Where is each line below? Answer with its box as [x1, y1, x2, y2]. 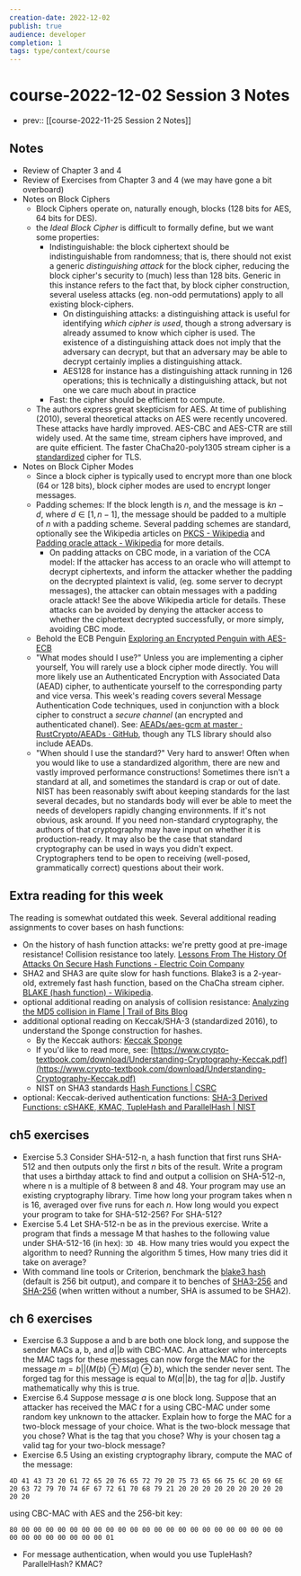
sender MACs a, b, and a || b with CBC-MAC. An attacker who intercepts [22, 1345, 288, 1356]
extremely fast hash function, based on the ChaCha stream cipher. [39, 977, 285, 988]
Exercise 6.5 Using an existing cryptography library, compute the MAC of [22, 1449, 293, 1461]
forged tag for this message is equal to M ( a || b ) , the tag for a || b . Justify [22, 1373, 286, 1385]
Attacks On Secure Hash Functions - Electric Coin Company [22, 958, 245, 969]
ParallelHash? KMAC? [22, 1559, 103, 1570]
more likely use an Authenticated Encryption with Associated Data [35, 671, 280, 681]
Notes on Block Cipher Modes [22, 460, 134, 472]
